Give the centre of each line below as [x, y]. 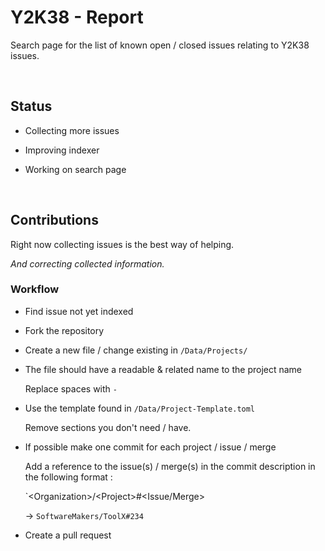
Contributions [54, 220]
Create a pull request [68, 535]
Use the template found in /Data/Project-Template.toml [140, 408]
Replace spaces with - [71, 388]
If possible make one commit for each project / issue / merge [150, 447]
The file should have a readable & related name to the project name [163, 369]
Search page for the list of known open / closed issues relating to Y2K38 [160, 45]
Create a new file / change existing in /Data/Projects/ [136, 350]
